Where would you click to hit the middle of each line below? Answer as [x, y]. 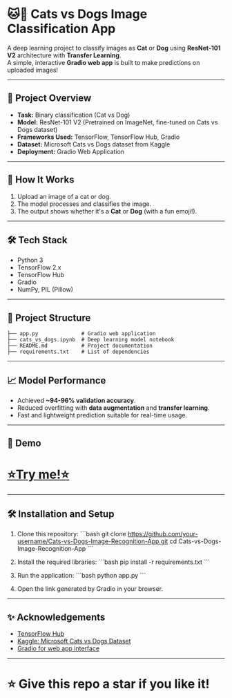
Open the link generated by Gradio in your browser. [90, 589]
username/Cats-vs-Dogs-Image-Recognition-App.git [93, 541]
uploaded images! [33, 70]
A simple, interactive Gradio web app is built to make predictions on [104, 62]
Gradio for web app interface [58, 648]
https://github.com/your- [163, 534]
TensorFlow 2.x [39, 267]
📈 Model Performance [57, 380]
